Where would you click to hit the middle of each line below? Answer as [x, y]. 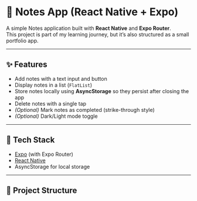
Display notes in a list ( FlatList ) [53, 85]
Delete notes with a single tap [50, 103]
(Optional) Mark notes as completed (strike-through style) [85, 110]
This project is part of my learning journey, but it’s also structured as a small [98, 34]
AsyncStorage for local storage [52, 166]
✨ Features [27, 65]
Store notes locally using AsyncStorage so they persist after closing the [102, 91]
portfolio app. [23, 40]
